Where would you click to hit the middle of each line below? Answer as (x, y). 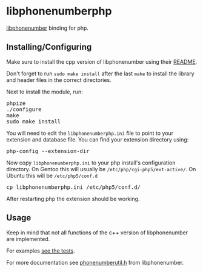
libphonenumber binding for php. (48, 28)
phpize (16, 103)
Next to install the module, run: (45, 92)
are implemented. (28, 239)
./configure (24, 109)
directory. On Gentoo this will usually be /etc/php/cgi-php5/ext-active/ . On (101, 169)
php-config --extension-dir (48, 151)
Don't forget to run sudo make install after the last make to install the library (101, 73)
